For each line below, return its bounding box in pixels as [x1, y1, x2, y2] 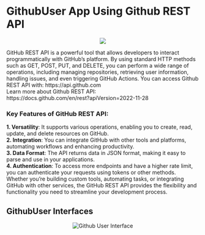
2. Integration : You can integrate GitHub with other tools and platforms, [6, 136, 187, 144]
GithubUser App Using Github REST [6, 4, 191, 18]
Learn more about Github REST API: [6, 87, 97, 95]
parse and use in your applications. [6, 156, 95, 163]
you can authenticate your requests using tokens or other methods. [6, 169, 176, 176]
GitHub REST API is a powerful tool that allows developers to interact [6, 49, 179, 56]
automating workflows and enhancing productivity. [6, 143, 135, 150]
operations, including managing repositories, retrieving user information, [6, 68, 189, 76]
